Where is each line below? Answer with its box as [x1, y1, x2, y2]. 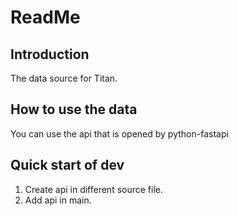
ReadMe [10, 6, 81, 29]
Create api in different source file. [24, 183, 164, 195]
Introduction [10, 46, 90, 63]
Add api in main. [24, 194, 92, 206]
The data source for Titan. [10, 72, 118, 84]
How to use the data [10, 101, 138, 118]
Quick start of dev [10, 157, 125, 174]
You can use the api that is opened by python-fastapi [10, 127, 229, 140]
